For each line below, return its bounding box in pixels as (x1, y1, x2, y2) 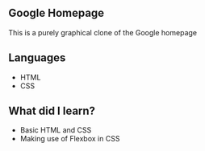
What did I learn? (8, 104, 95, 118)
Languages (8, 51, 66, 65)
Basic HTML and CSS (19, 125, 92, 135)
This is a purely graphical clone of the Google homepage (8, 27, 198, 37)
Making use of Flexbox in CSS (19, 134, 120, 144)
